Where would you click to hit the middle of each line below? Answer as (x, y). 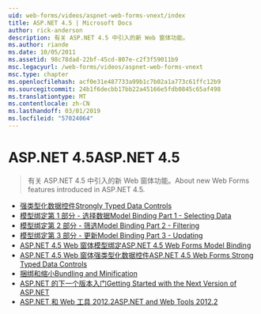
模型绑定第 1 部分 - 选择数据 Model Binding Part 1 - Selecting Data (125, 215)
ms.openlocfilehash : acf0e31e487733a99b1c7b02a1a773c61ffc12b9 (115, 81)
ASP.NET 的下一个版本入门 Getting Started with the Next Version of (128, 283)
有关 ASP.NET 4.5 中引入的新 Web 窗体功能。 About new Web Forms (138, 180)
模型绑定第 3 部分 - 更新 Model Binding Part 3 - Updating (111, 235)
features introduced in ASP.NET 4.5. (86, 189)
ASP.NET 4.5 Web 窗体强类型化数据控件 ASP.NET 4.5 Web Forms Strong (136, 255)
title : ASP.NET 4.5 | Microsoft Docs (70, 23)
